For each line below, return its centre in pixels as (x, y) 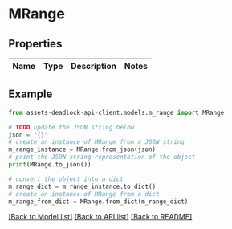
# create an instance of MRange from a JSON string (96, 142)
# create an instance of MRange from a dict (84, 194)
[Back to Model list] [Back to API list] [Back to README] (100, 217)
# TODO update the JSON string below (71, 127)
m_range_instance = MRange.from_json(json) (82, 149)
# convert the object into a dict (66, 179)
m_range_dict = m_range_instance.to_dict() (82, 186)
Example (31, 94)
